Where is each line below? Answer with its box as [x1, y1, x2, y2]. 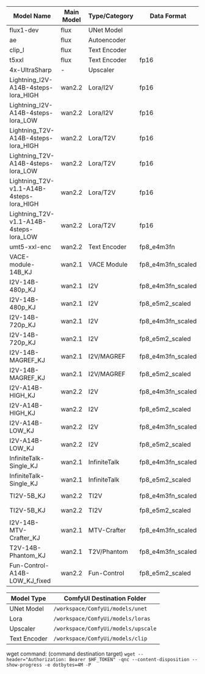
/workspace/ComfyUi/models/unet [53, 605, 148, 612]
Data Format [149, 12, 187, 20]
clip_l [9, 46, 24, 54]
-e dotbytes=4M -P [45, 662, 92, 668]
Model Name [13, 12, 51, 20]
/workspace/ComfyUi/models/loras [53, 615, 151, 622]
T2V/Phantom [88, 548, 128, 556]
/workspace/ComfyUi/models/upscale [53, 625, 157, 632]
